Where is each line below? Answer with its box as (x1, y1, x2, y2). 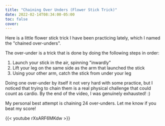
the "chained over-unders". (5, 40, 61, 46)
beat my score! (5, 105, 36, 111)
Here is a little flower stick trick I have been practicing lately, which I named (5, 35, 160, 41)
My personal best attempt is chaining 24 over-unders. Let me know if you (5, 100, 156, 106)
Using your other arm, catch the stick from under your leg (12, 70, 131, 76)
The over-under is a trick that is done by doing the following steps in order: (5, 50, 159, 56)
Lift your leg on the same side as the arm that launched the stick (12, 65, 145, 71)
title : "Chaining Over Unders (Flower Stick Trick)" (5, 7, 117, 12)
